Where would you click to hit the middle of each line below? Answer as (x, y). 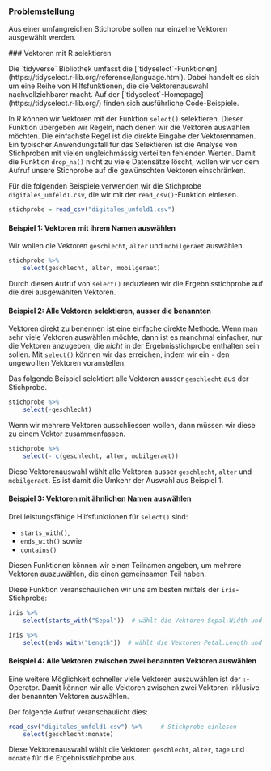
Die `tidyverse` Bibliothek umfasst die (71, 69)
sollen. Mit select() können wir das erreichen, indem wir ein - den (119, 354)
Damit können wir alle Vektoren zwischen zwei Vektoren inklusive (151, 687)
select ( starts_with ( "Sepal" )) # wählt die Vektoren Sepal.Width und (143, 621)
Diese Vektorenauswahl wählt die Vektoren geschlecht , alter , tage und (127, 749)
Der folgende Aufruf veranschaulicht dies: (78, 712)
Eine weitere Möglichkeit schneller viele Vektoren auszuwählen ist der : (127, 679)
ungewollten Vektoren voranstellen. (68, 363)
